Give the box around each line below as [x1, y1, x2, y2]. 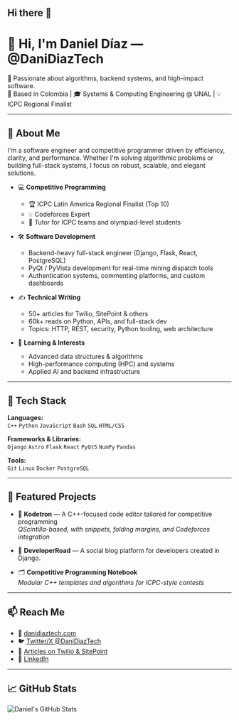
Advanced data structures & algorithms [28, 353, 144, 361]
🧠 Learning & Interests [17, 338, 85, 347]
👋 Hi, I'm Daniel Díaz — [7, 36, 144, 52]
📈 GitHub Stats [7, 682, 77, 694]
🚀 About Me [7, 127, 60, 139]
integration [17, 532, 50, 541]
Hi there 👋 [7, 7, 52, 19]
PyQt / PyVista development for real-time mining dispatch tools [28, 264, 213, 272]
